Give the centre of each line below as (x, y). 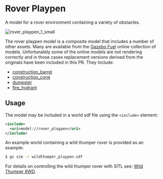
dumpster (22, 82)
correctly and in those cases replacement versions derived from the (74, 57)
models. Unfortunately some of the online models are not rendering (74, 52)
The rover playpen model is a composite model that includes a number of (80, 41)
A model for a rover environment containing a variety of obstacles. (73, 22)
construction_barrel (32, 72)
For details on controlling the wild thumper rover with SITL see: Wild (74, 166)
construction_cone (31, 77)
